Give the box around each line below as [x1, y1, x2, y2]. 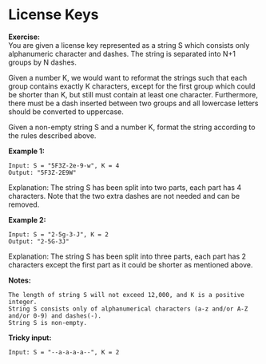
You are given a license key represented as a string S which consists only [8, 40, 250, 49]
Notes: [8, 275, 32, 285]
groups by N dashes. [8, 57, 77, 67]
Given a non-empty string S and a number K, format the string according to [8, 122, 256, 132]
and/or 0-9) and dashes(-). [8, 311, 102, 320]
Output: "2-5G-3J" [8, 237, 69, 245]
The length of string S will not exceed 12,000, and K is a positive [8, 291, 245, 299]
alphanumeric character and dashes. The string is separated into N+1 [8, 49, 236, 58]
